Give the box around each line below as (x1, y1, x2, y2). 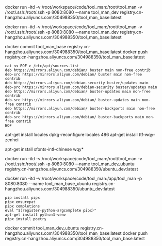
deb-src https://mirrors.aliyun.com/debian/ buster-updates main (5, 97, 140, 102)
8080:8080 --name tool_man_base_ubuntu (5, 181, 91, 187)
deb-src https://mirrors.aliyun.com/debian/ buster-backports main (5, 114, 145, 119)
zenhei (5, 137, 18, 143)
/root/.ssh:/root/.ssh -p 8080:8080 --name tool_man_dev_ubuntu (5, 161, 135, 167)
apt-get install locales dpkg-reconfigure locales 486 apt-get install (5, 132, 138, 137)
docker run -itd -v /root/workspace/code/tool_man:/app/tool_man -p (5, 175, 142, 181)
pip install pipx (5, 195, 40, 200)
